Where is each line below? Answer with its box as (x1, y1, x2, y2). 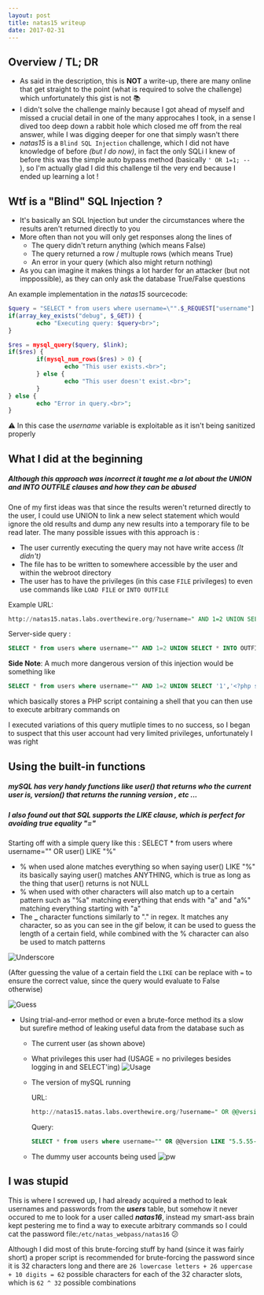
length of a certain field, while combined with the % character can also (19, 929, 249, 938)
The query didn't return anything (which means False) (31, 241, 206, 250)
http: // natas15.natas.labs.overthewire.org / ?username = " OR (31, 1108, 229, 1115)
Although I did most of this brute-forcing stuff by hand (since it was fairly (8, 1244, 244, 1253)
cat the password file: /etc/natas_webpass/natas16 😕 (8, 1229, 179, 1238)
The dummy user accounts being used (31, 1152, 156, 1161)
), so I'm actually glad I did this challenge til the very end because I (19, 163, 236, 173)
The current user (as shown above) (31, 1038, 145, 1048)
